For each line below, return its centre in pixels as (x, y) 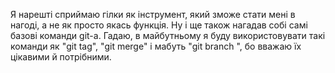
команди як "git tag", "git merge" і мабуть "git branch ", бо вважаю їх (156, 46)
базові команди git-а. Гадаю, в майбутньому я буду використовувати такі (168, 35)
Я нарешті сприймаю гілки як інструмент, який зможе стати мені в (153, 14)
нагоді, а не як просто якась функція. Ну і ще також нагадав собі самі (159, 25)
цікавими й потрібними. (61, 57)
